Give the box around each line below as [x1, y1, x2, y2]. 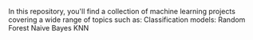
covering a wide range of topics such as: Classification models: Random [8, 15, 246, 24]
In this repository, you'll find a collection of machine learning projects [8, 7, 235, 16]
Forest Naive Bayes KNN [8, 24, 89, 32]
